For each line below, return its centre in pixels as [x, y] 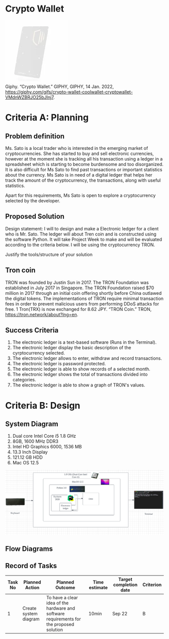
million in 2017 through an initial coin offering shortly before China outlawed [83, 293]
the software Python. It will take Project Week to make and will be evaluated [84, 239]
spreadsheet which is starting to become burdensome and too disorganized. [84, 164]
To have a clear [62, 597]
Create [29, 608]
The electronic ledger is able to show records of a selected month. [81, 369]
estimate [98, 587]
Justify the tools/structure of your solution [49, 254]
